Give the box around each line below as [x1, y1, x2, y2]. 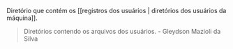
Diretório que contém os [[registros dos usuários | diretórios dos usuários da [6, 7, 227, 14]
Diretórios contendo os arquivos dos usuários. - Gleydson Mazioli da [23, 28, 221, 35]
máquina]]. [6, 14, 38, 22]
